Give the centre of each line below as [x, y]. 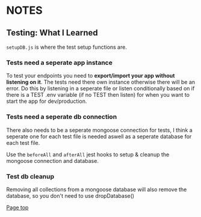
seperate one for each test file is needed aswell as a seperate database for [99, 136]
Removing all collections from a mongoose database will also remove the [97, 189]
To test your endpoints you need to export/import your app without [91, 76]
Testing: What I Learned [52, 33]
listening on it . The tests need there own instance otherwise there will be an [101, 82]
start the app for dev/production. [47, 101]
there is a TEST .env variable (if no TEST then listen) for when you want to [98, 95]
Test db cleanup [30, 176]
